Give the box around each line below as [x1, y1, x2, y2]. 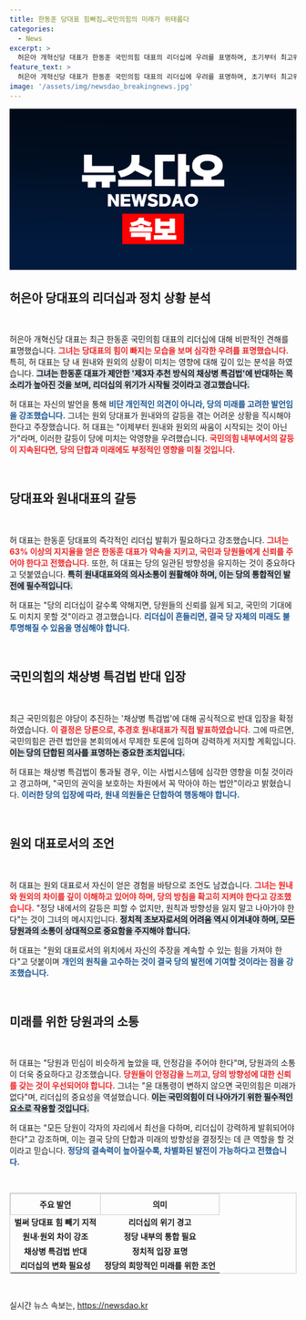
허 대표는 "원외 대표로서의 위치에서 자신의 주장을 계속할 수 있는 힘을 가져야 [9, 944, 273, 956]
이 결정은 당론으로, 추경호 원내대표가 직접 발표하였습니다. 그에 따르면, [50, 724, 294, 735]
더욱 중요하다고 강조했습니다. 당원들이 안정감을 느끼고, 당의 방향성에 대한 [18, 1069, 275, 1080]
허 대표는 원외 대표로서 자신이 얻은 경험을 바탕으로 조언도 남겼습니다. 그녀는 [9, 879, 277, 890]
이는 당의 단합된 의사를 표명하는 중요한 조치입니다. [9, 747, 185, 758]
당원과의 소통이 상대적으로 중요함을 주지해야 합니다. [9, 925, 191, 936]
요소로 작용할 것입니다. [9, 1103, 90, 1114]
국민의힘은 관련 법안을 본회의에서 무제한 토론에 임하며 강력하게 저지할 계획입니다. [9, 735, 297, 746]
